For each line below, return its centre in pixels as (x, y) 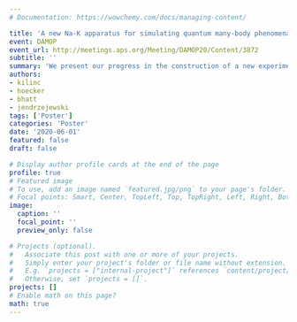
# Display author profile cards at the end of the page (114, 165)
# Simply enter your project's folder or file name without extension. (148, 263)
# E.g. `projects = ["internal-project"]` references (114, 271)
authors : (25, 75)
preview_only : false (55, 230)
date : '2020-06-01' (45, 132)
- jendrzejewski (39, 107)
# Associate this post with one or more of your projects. (124, 254)
